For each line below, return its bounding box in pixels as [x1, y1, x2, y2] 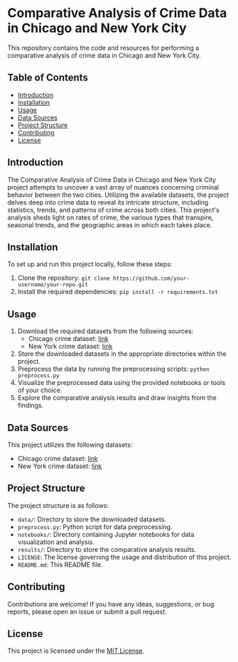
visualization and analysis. [17, 538, 94, 546]
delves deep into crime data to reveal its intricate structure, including [7, 197, 209, 207]
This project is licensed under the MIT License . [7, 646, 145, 655]
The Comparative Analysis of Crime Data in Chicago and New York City [7, 175, 217, 184]
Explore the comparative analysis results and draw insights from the [17, 394, 217, 402]
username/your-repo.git [17, 281, 89, 288]
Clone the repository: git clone [17, 273, 110, 282]
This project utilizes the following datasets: [7, 440, 133, 449]
